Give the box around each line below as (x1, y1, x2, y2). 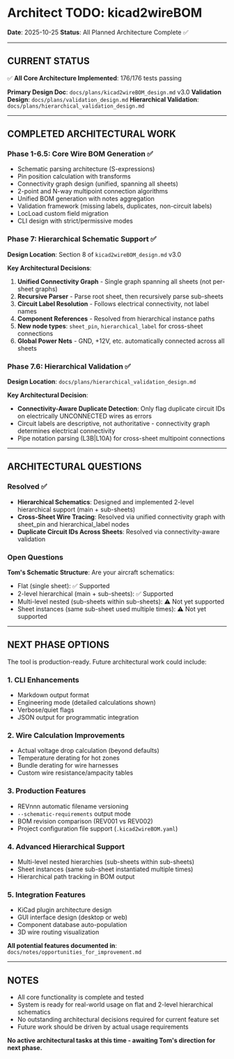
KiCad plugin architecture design (17, 906, 112, 914)
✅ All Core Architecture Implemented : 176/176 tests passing (7, 73, 182, 82)
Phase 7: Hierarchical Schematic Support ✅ (7, 234, 157, 244)
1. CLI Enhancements (7, 675, 79, 685)
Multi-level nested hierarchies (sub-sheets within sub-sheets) (17, 858, 195, 866)
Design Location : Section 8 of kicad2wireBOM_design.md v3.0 (7, 250, 182, 258)
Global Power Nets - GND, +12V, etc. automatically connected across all (17, 337, 225, 345)
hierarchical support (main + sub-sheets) (17, 505, 136, 513)
